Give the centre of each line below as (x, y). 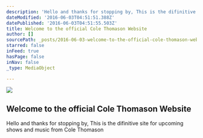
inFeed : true (23, 51)
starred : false (25, 46)
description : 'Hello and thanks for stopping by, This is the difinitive (101, 12)
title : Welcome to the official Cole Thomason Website (77, 29)
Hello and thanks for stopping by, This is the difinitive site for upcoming (95, 124)
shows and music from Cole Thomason (55, 130)
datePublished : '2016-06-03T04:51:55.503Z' (62, 23)
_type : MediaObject (31, 68)
